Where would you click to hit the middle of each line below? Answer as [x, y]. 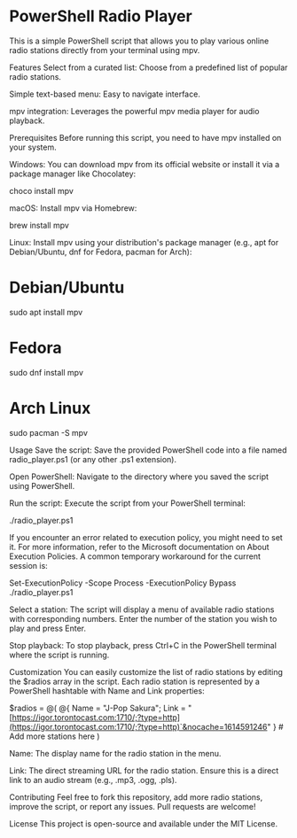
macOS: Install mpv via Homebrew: [73, 208]
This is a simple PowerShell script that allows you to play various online [139, 41]
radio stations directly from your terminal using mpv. [105, 50]
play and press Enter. [48, 628]
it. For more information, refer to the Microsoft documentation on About [139, 547]
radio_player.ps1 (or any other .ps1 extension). [93, 459]
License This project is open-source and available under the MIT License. [143, 823]
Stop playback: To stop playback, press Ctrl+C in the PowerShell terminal [143, 645]
